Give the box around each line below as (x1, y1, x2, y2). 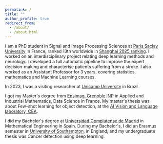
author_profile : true (5, 16, 49, 21)
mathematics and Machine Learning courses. (5, 74, 96, 80)
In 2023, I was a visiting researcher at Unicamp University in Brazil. (5, 84, 140, 89)
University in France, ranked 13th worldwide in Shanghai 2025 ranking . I (5, 48, 150, 54)
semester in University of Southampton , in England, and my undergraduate (5, 128, 155, 134)
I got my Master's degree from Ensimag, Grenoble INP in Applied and (5, 93, 144, 99)
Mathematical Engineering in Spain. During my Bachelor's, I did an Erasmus (5, 123, 157, 129)
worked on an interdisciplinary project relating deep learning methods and (5, 54, 154, 59)
